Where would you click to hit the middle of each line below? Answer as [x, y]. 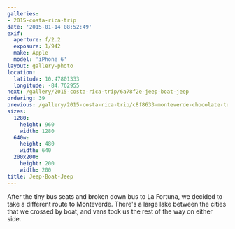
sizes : [17, 111]
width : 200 [36, 170]
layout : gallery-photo [40, 66]
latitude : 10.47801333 [47, 79]
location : [22, 72]
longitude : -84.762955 [47, 85]
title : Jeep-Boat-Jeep [40, 176]
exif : [15, 33]
